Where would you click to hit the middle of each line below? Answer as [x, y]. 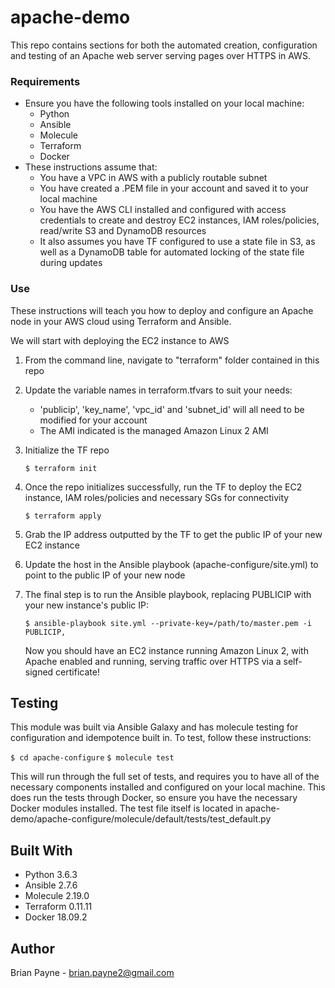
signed [39, 672]
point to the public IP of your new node [105, 575]
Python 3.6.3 [51, 875]
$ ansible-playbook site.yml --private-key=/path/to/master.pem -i [168, 623]
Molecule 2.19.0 [57, 896]
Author [32, 948]
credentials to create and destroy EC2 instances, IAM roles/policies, [179, 220]
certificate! [77, 672]
